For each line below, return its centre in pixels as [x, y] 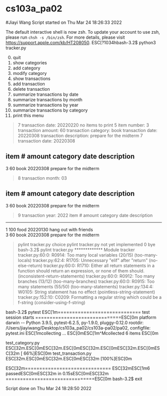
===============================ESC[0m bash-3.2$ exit [74, 379]
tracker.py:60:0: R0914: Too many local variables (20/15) [75, 255]
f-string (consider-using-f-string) [52, 302]
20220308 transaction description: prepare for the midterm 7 [80, 135]
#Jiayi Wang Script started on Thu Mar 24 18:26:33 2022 [64, 22]
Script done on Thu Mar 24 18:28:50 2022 [49, 388]
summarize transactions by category [50, 110]
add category [27, 68]
